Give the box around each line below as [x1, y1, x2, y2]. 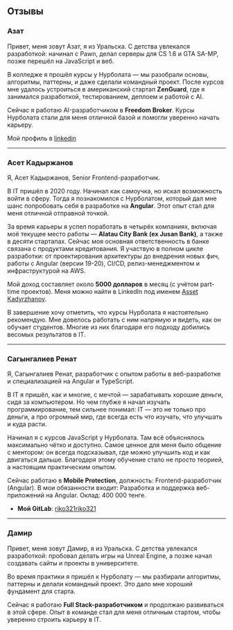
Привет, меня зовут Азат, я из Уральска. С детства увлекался [7, 42, 191, 51]
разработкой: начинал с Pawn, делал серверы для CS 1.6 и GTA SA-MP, [7, 49, 219, 58]
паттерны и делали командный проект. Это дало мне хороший [7, 579, 193, 588]
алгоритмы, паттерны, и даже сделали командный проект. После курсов [7, 78, 224, 86]
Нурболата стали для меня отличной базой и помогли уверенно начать [7, 113, 220, 121]
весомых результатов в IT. [7, 330, 86, 338]
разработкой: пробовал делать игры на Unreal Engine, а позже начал [7, 551, 213, 560]
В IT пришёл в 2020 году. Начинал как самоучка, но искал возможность [7, 186, 223, 195]
